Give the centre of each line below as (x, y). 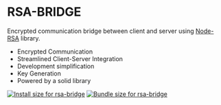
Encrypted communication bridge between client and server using (101, 31)
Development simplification (56, 66)
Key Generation (39, 73)
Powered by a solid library (54, 80)
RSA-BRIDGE (44, 12)
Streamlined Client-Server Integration (70, 58)
